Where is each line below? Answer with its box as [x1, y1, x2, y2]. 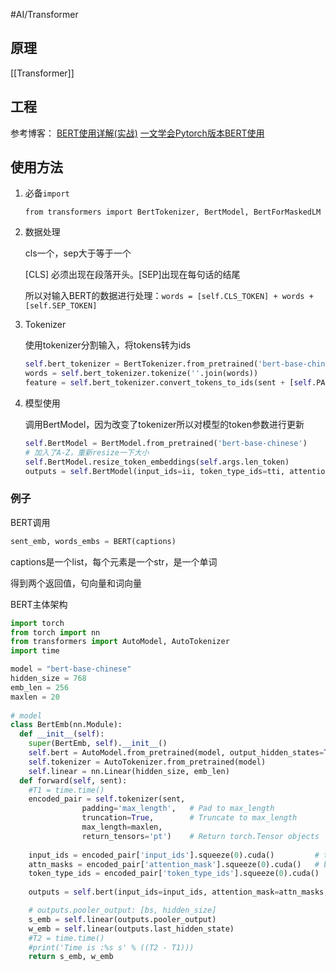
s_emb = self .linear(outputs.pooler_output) [28, 914, 217, 924]
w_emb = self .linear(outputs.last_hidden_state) [28, 924, 235, 934]
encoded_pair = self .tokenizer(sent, [28, 794, 186, 804]
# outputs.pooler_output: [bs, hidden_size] [28, 905, 217, 916]
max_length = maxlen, [81, 822, 163, 833]
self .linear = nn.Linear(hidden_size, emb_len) [28, 766, 230, 776]
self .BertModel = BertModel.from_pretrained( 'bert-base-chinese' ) [24, 439, 308, 449]
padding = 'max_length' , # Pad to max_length [81, 804, 275, 814]
